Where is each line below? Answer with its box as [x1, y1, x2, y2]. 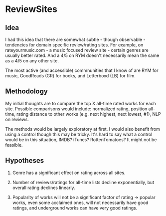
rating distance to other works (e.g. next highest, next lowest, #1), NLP [16, 111, 161, 117]
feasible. [5, 142, 23, 148]
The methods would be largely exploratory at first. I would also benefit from [5, 126, 161, 132]
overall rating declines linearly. [12, 185, 76, 191]
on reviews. [5, 116, 29, 122]
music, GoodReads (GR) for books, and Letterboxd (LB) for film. [5, 73, 136, 78]
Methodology [5, 87, 48, 96]
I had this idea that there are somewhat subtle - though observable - [5, 36, 146, 42]
